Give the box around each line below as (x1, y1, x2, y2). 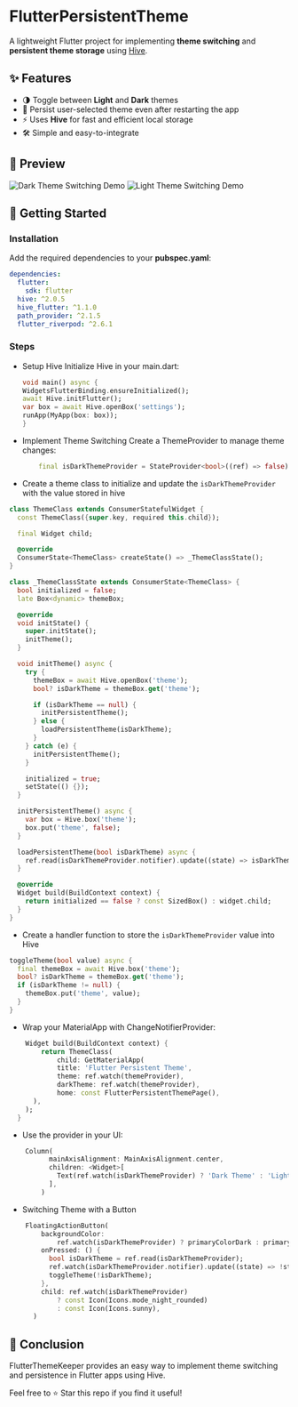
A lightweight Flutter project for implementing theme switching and (9, 36, 256, 46)
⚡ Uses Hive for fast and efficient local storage (21, 114, 193, 125)
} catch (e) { (25, 741, 77, 751)
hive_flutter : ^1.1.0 (17, 302, 98, 312)
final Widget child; (17, 529, 93, 538)
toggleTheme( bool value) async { (9, 956, 133, 965)
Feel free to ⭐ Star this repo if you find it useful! (9, 1387, 183, 1398)
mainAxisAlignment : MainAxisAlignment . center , (48, 1154, 224, 1164)
